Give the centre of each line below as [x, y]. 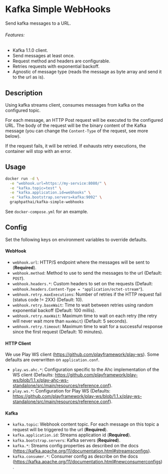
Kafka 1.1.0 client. [30, 50]
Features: [15, 35]
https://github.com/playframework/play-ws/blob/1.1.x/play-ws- [77, 397]
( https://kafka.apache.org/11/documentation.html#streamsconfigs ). [82, 451]
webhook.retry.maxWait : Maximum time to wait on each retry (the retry [85, 316]
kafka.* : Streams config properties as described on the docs [75, 446]
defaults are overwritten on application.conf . [52, 360]
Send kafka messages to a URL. [38, 23]
